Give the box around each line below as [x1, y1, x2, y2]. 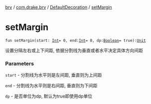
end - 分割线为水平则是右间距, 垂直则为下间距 [5, 83, 98, 89]
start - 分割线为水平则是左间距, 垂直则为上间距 [5, 72, 102, 78]
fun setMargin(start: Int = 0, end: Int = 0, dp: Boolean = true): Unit [5, 38, 146, 43]
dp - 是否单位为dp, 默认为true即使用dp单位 [5, 93, 93, 99]
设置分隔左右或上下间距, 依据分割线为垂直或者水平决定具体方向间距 [5, 47, 143, 53]
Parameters [5, 60, 34, 67]
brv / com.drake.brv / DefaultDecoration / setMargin [5, 4, 112, 10]
